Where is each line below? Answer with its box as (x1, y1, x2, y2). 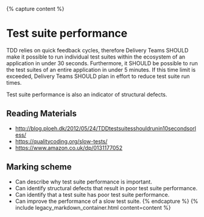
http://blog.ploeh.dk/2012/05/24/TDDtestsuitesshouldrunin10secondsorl (15, 124, 197, 132)
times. (6, 79, 22, 86)
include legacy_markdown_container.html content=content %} (15, 204, 171, 211)
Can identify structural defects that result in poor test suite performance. (15, 184, 198, 191)
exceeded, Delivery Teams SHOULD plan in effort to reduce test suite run (6, 73, 190, 80)
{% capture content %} (6, 5, 65, 12)
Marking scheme (6, 162, 72, 173)
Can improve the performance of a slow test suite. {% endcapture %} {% (15, 197, 199, 205)
